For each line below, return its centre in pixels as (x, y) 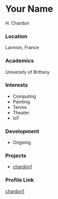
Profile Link (20, 180)
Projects (16, 156)
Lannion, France (22, 48)
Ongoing (22, 142)
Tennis (20, 107)
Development (22, 131)
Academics (20, 61)
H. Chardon (17, 23)
